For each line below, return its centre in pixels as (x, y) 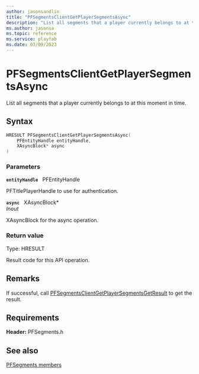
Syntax (20, 122)
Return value (25, 236)
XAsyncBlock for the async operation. (52, 220)
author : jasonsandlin (33, 12)
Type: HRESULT (25, 249)
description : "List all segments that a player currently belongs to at (98, 22)
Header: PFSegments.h (35, 332)
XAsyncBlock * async (41, 146)
